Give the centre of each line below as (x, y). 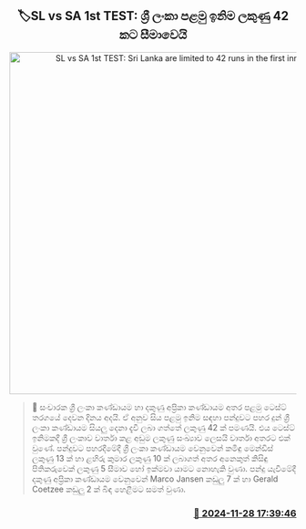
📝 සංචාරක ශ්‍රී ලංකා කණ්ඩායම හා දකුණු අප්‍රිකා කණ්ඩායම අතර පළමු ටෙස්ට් (159, 407)
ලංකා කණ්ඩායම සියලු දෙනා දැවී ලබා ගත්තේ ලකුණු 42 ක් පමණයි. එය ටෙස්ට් (163, 427)
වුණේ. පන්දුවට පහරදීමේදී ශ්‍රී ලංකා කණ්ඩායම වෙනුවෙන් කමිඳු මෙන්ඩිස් (153, 448)
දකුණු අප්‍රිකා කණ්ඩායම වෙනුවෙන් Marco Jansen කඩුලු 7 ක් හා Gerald (155, 479)
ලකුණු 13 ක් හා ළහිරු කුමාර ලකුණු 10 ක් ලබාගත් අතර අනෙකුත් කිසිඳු (150, 458)
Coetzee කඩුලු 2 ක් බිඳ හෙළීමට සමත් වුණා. (109, 489)
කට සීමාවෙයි (153, 35)
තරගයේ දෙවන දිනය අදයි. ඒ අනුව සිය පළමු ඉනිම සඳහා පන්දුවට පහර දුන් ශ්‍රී (160, 417)
